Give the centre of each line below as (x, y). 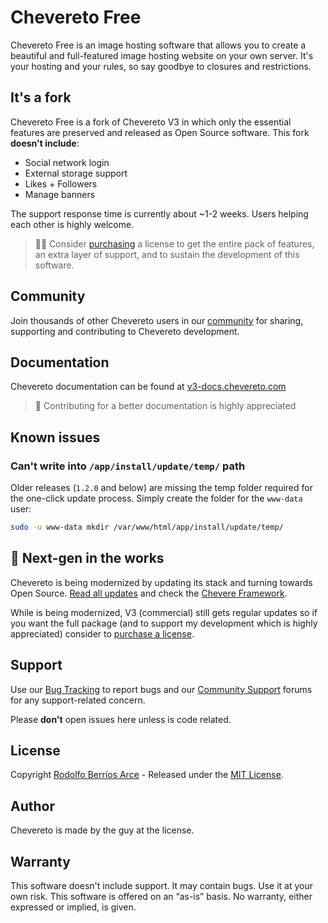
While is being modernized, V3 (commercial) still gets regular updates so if (164, 612)
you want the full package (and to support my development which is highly (164, 623)
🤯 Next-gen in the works (87, 558)
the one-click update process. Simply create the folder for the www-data (156, 498)
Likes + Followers (61, 183)
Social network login (67, 162)
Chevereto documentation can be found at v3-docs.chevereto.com (148, 387)
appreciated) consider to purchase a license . (102, 633)
